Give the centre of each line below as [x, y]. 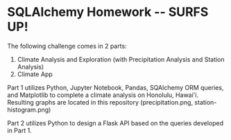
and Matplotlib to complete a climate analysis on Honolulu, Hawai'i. [103, 95]
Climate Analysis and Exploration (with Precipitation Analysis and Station [121, 59]
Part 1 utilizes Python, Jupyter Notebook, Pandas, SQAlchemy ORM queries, [115, 87]
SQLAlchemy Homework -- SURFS [108, 12]
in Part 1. [20, 130]
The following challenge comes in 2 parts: [67, 46]
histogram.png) [29, 110]
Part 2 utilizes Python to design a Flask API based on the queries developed [115, 123]
